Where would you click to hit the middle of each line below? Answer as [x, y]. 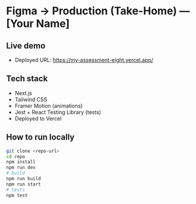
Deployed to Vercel [38, 118]
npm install [21, 162]
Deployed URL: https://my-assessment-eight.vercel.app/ [84, 60]
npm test [17, 195]
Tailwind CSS [31, 99]
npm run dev [21, 168]
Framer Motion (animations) [49, 106]
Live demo [26, 46]
